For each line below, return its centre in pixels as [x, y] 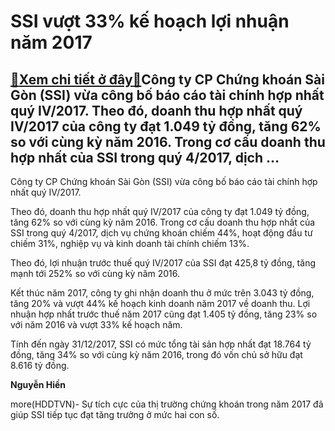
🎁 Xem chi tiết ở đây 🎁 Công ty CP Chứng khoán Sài [167, 79]
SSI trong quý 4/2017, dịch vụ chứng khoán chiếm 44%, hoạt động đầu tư [161, 233]
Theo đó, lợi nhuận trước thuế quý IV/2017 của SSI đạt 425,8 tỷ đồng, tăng [163, 263]
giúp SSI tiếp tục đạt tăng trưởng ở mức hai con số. [115, 414]
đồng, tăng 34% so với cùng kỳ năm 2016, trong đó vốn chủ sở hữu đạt [156, 354]
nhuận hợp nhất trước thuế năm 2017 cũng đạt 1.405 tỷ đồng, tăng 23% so [164, 314]
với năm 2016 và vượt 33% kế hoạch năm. [96, 324]
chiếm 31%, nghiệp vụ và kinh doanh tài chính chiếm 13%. [130, 243]
